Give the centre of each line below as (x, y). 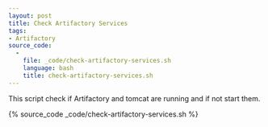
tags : (17, 31)
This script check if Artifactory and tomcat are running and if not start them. (134, 98)
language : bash (48, 68)
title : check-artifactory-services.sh (88, 76)
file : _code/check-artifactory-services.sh (97, 61)
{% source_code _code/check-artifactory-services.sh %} (104, 114)
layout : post (30, 16)
